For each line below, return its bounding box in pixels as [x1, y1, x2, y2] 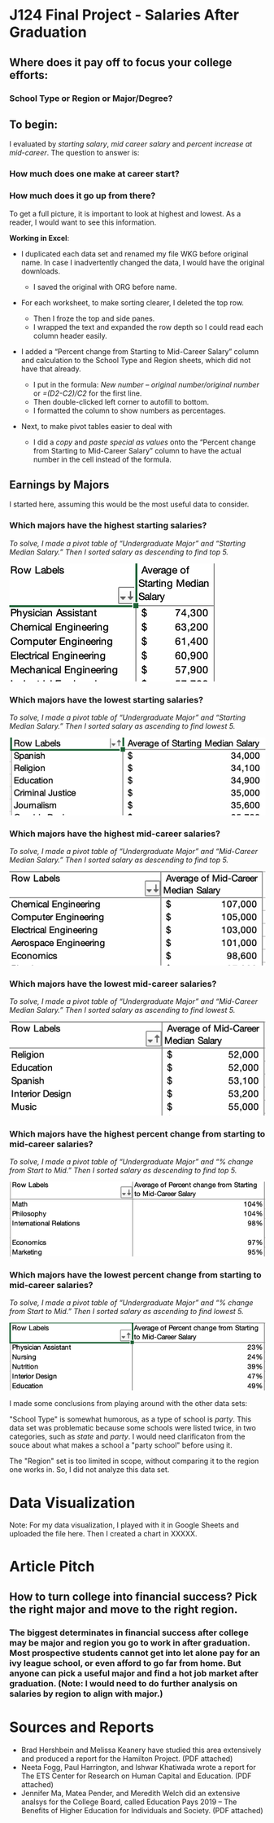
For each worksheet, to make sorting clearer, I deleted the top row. [20, 297, 245, 307]
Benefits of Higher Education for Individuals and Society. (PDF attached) [20, 1805, 263, 1815]
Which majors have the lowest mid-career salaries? [9, 979, 217, 989]
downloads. [20, 266, 61, 276]
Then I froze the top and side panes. [33, 313, 155, 323]
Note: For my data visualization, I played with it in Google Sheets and [9, 1520, 239, 1530]
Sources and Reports [9, 1718, 154, 1736]
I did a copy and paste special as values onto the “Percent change [33, 437, 257, 447]
